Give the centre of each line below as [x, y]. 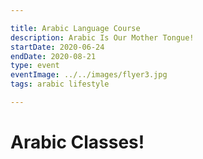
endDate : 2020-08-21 [53, 56]
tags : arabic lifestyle [60, 84]
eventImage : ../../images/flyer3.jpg [89, 75]
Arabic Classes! [77, 142]
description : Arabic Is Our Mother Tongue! [102, 37]
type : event [35, 66]
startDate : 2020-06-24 [57, 47]
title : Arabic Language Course [75, 28]
